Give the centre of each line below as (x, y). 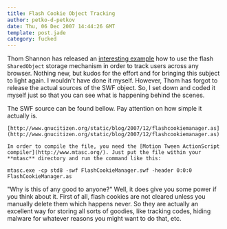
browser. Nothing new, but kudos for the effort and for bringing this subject (113, 74)
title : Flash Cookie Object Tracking (61, 13)
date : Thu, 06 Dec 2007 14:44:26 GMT (61, 26)
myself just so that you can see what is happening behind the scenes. (106, 95)
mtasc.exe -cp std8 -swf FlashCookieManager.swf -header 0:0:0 (100, 171)
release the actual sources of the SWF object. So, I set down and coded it (111, 88)
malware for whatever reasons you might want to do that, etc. (94, 219)
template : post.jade (37, 33)
